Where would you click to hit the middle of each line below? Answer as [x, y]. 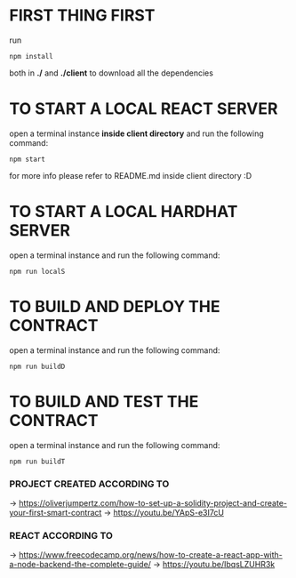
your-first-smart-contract [56, 512]
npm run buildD [37, 366]
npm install [31, 56]
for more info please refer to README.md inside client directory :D [130, 175]
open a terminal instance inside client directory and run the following [136, 133]
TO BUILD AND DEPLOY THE [115, 307]
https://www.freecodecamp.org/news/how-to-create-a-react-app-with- [151, 555]
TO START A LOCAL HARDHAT [124, 212]
